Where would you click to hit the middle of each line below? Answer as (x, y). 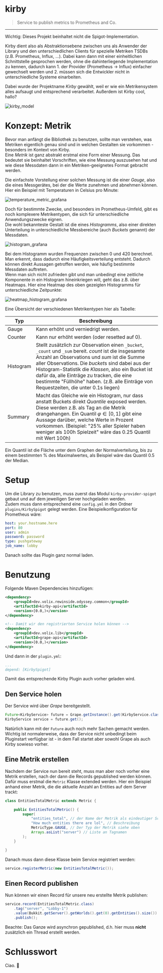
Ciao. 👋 (12, 965)
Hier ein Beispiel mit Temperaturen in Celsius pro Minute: (62, 190)
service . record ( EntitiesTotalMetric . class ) (50, 904)
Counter (17, 337)
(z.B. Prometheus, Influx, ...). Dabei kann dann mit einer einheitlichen (73, 56)
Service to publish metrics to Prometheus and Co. (66, 22)
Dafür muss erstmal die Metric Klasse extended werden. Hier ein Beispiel (78, 781)
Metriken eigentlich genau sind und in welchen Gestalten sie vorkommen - (79, 144)
